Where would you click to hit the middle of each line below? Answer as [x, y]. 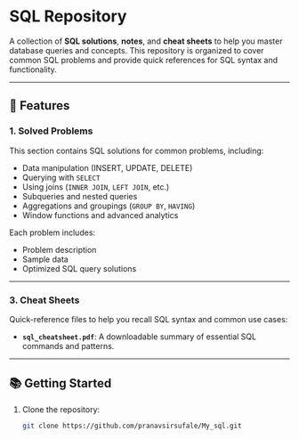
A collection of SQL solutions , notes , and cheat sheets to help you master [146, 41]
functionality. [33, 69]
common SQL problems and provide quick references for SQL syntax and [144, 60]
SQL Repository [68, 16]
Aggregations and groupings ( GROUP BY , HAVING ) [109, 206]
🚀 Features [40, 106]
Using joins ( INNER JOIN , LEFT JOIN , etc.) [96, 187]
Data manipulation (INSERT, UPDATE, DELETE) [107, 167]
